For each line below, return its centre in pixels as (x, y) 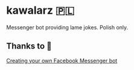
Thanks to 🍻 (29, 46)
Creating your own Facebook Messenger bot (62, 60)
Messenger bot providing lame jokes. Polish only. (67, 27)
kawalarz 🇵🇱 (40, 10)
